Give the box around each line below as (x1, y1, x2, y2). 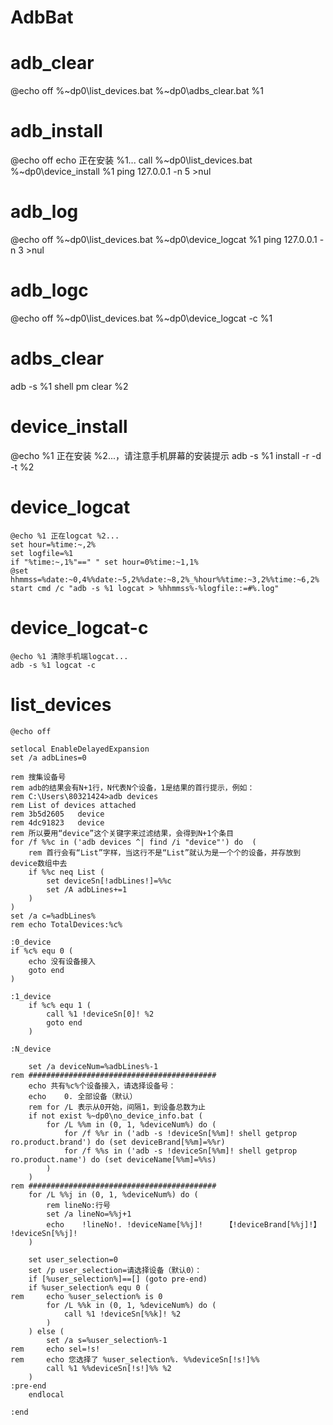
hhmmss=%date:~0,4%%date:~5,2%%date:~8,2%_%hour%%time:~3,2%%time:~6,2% (10, 574, 320, 585)
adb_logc (10, 279, 89, 302)
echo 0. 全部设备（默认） (28, 1091, 138, 1101)
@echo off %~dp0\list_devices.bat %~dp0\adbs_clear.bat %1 (10, 85, 265, 97)
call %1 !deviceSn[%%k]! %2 (63, 1309, 182, 1319)
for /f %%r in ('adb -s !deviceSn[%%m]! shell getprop (63, 1128, 298, 1138)
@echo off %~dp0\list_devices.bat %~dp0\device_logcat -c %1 (10, 312, 273, 324)
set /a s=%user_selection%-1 (46, 1335, 168, 1345)
